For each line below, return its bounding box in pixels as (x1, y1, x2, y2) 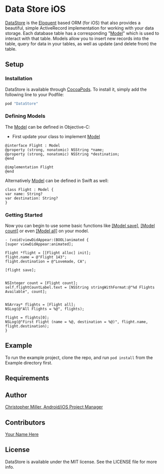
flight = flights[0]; (5, 315, 50, 320)
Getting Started (5, 211, 43, 218)
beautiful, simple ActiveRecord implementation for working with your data (5, 25, 154, 31)
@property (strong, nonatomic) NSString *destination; (5, 151, 120, 156)
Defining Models (5, 112, 46, 119)
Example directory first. (5, 360, 53, 365)
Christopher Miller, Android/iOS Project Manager (5, 404, 103, 410)
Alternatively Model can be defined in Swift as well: (5, 178, 109, 183)
